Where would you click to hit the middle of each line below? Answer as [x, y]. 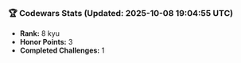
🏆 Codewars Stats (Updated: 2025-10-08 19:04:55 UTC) [120, 13]
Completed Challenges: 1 [62, 50]
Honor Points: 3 [46, 42]
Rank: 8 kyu [39, 33]
